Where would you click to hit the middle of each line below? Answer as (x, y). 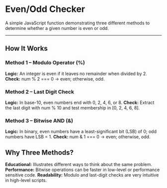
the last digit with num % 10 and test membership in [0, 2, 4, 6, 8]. (73, 107)
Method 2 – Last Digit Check (40, 92)
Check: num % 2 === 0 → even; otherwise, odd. (55, 79)
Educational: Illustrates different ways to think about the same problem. (79, 165)
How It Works (27, 48)
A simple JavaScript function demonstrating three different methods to (78, 23)
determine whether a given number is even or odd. (57, 28)
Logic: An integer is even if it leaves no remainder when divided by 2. (76, 74)
